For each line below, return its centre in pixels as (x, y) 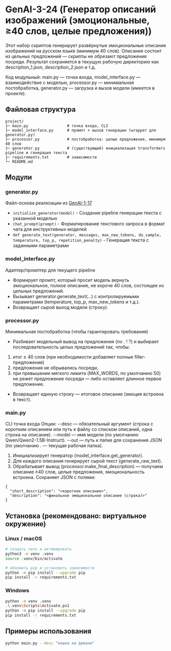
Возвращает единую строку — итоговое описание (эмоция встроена (88, 394)
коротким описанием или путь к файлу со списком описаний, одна (79, 429)
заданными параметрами (41, 246)
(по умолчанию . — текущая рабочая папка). (54, 446)
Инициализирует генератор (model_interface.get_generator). (78, 456)
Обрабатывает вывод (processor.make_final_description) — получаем (88, 467)
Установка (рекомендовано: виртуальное (76, 516)
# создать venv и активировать (39, 549)
